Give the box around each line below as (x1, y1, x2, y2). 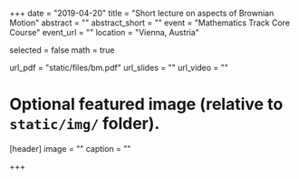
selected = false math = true (9, 45, 115, 55)
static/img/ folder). (9, 114, 160, 134)
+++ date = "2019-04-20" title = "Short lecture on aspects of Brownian (9, 8, 275, 18)
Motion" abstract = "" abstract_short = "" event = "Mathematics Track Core (9, 17, 291, 28)
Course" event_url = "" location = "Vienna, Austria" (9, 27, 199, 37)
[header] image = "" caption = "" (9, 143, 131, 154)
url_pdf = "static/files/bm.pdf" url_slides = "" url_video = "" (9, 63, 229, 73)
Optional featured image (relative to (9, 94, 284, 114)
